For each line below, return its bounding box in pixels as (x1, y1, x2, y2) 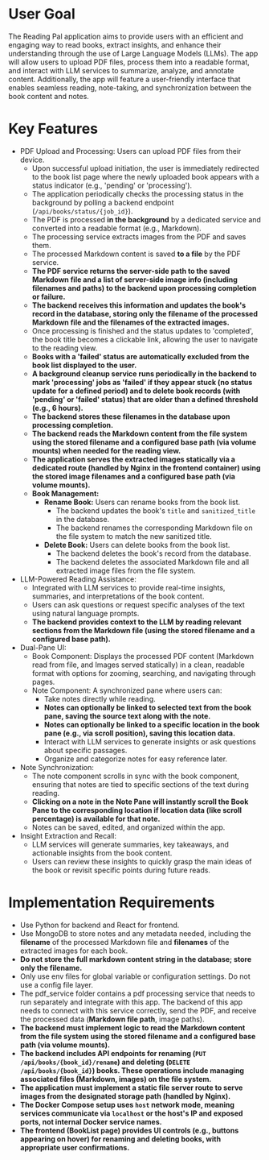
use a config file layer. (19, 980, 94, 989)
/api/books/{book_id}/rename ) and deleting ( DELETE (19, 1057, 190, 1067)
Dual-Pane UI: (19, 642, 67, 652)
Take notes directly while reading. (43, 694, 157, 703)
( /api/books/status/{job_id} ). (31, 206, 133, 216)
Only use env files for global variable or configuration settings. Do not (19, 971, 251, 981)
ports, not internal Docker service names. (19, 1116, 162, 1126)
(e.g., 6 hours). (31, 403, 84, 412)
